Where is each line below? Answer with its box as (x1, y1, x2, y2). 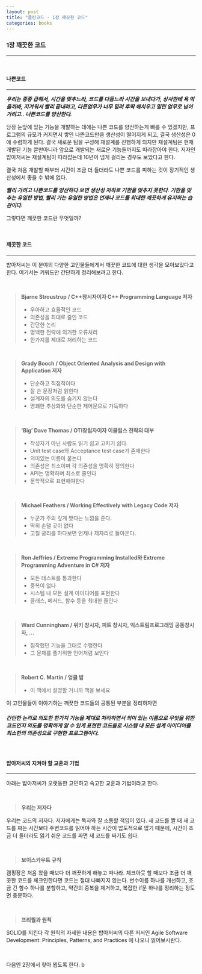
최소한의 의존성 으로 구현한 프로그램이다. (6, 729, 99, 737)
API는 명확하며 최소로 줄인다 (29, 470, 97, 477)
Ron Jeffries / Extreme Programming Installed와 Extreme (20, 554, 165, 561)
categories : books (6, 20, 52, 26)
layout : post (6, 8, 39, 15)
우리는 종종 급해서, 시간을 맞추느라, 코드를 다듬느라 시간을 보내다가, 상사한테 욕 (6, 95, 188, 102)
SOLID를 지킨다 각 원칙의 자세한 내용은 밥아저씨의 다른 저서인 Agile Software (6, 929, 188, 937)
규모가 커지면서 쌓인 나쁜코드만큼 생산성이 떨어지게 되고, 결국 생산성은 (26, 131, 191, 138)
